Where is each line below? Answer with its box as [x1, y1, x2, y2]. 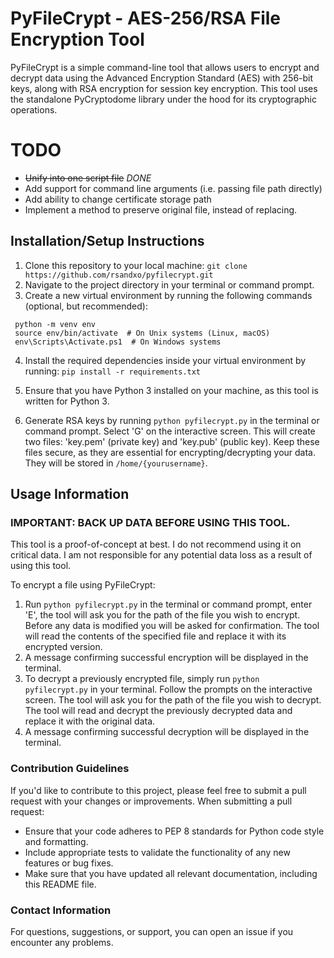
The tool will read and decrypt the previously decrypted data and [24, 705, 293, 717]
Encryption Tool [10, 28, 145, 51]
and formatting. [24, 835, 89, 847]
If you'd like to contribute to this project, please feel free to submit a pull [10, 784, 307, 796]
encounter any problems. [10, 936, 114, 948]
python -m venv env [14, 319, 97, 329]
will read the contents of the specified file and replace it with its [24, 630, 287, 642]
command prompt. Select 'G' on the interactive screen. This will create [24, 425, 316, 437]
